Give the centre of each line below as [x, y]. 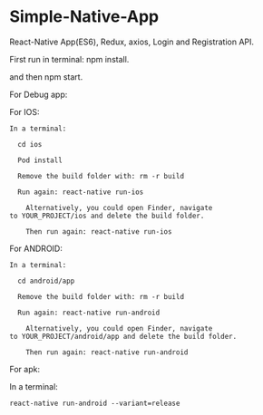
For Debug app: [39, 94]
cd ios [30, 144]
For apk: [25, 369]
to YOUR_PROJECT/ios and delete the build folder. [107, 216]
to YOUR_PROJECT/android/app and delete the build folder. [123, 336]
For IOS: [24, 111]
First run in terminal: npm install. [69, 59]
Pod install [40, 160]
